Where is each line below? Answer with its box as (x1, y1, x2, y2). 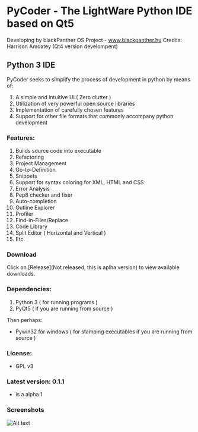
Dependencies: (7, 285, 52, 294)
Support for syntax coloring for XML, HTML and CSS (15, 179, 144, 186)
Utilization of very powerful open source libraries (15, 100, 135, 107)
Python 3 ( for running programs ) (15, 298, 98, 305)
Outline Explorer (15, 204, 55, 212)
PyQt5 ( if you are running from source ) (15, 305, 113, 312)
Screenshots (7, 406, 44, 414)
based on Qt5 (7, 17, 75, 30)
